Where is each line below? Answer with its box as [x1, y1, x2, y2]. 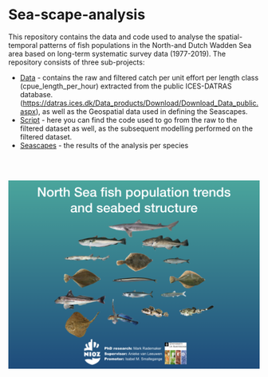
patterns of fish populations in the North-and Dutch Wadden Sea [39, 40, 252, 49]
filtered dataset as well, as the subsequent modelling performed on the [19, 124, 254, 133]
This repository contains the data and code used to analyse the [8, 32, 216, 41]
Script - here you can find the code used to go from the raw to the [19, 115, 238, 124]
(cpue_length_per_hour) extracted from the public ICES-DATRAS [19, 81, 232, 91]
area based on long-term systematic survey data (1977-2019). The [8, 49, 226, 58]
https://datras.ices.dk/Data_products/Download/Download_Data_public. [22, 98, 259, 108]
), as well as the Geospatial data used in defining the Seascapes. [35, 106, 248, 116]
